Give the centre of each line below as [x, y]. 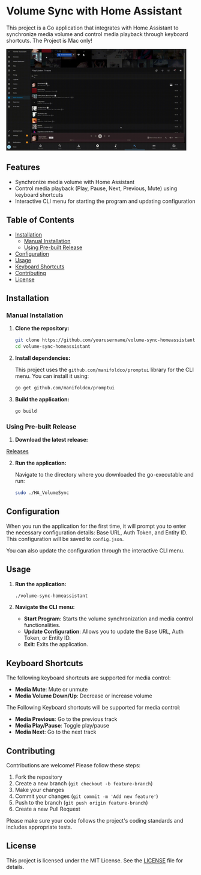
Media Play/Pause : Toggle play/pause [62, 726]
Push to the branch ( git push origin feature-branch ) [81, 803]
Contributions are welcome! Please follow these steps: [73, 765]
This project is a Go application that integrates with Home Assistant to [92, 28]
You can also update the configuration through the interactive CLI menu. [95, 550]
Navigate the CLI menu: [45, 607]
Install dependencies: [43, 358]
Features [23, 168]
